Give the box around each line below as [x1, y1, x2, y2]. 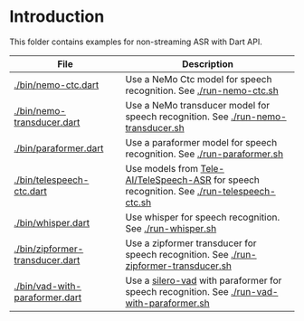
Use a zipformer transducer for [125, 237, 257, 250]
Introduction [9, 6, 105, 27]
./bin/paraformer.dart [14, 142, 104, 155]
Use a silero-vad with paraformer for [125, 274, 282, 287]
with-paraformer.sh [125, 297, 210, 309]
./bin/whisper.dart [14, 216, 90, 229]
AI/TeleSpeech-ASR [125, 174, 212, 186]
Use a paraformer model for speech [125, 136, 278, 148]
